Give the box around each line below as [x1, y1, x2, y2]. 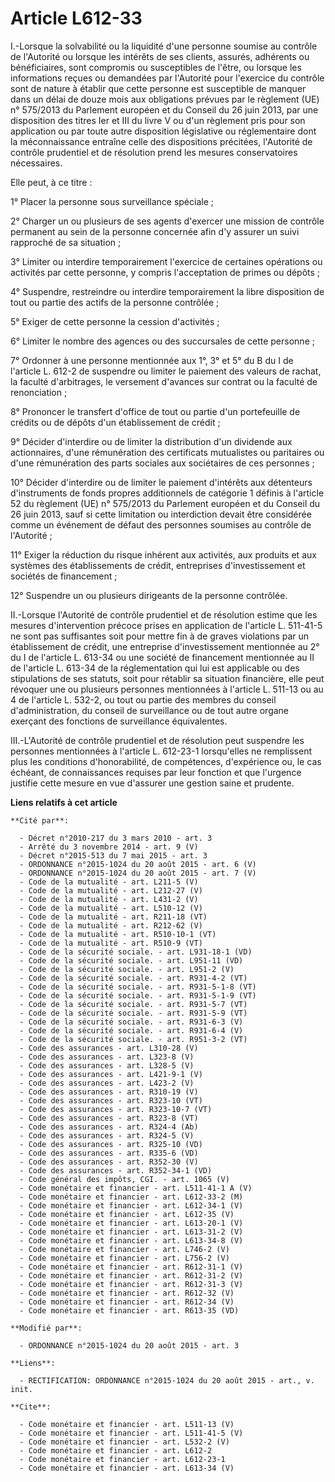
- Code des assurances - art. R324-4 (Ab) [19, 1122, 199, 1132]
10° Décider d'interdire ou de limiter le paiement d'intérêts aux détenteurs [10, 476, 313, 488]
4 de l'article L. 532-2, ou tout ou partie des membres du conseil [10, 693, 277, 706]
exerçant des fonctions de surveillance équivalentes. [10, 715, 228, 727]
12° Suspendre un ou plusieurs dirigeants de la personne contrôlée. [10, 589, 288, 601]
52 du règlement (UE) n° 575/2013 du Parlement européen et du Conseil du [10, 497, 321, 509]
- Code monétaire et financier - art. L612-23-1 [19, 1454, 226, 1464]
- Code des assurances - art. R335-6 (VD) [19, 1148, 199, 1158]
